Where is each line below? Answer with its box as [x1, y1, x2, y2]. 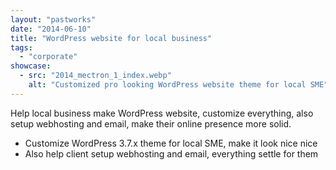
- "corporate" [19, 52, 78, 62]
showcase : [10, 61, 52, 71]
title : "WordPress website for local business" [10, 33, 213, 43]
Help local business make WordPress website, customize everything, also [10, 107, 314, 119]
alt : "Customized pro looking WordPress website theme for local [28, 80, 307, 90]
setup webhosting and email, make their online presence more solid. [10, 117, 292, 130]
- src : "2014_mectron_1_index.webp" [19, 71, 172, 81]
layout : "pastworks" [10, 14, 97, 25]
